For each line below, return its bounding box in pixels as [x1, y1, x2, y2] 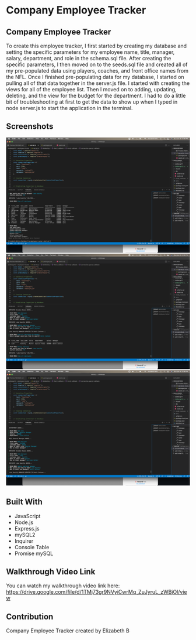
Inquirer [14, 537, 34, 545]
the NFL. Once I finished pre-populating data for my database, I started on [6, 74, 185, 80]
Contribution [6, 611, 54, 621]
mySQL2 [14, 531, 36, 538]
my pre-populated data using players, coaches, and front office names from [6, 67, 188, 74]
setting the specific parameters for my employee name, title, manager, [6, 49, 175, 56]
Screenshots [6, 121, 54, 132]
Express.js [14, 525, 40, 532]
